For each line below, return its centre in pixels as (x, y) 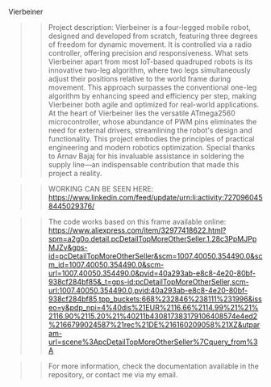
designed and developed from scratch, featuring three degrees (153, 36)
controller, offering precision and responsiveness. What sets (148, 53)
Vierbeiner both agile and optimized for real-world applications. (154, 105)
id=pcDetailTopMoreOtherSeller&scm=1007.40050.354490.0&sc (155, 256)
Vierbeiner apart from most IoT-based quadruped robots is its (150, 61)
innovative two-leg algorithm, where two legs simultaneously (150, 70)
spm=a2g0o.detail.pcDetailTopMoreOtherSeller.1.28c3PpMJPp (152, 239)
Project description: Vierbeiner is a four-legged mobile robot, (150, 27)
